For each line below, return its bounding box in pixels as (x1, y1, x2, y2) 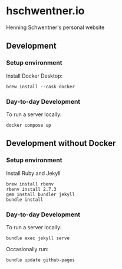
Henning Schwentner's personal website (6, 24, 105, 31)
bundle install (6, 197, 44, 203)
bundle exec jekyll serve (6, 235, 70, 241)
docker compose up (6, 122, 51, 128)
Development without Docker (6, 138, 116, 149)
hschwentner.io (6, 4, 85, 18)
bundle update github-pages (6, 257, 75, 263)
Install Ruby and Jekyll (6, 169, 61, 177)
